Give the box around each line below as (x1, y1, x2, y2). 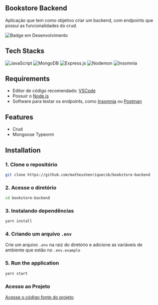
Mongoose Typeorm (12, 131, 54, 137)
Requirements (5, 74, 50, 83)
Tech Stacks (5, 47, 45, 55)
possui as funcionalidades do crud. (5, 22, 77, 28)
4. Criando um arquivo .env (5, 230, 72, 237)
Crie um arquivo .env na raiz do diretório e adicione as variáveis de (5, 242, 143, 248)
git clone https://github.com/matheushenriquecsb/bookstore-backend (5, 172, 151, 177)
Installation (5, 146, 41, 154)
